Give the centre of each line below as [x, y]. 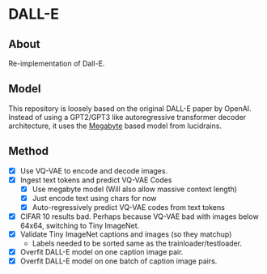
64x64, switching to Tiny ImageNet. [80, 225]
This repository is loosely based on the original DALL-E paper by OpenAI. [130, 108]
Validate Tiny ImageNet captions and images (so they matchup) [126, 234]
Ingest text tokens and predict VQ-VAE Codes [96, 180]
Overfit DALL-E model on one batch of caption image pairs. [119, 261]
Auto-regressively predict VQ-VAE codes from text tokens [128, 207]
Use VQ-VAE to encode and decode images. [94, 170]
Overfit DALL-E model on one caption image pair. [102, 252]
